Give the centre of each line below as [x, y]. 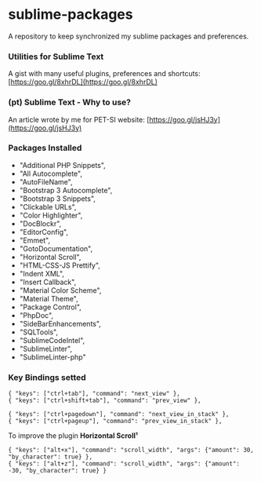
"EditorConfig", [44, 232]
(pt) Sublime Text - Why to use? [70, 102]
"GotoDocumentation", [56, 248]
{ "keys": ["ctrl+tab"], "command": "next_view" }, [94, 394]
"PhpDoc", [36, 315]
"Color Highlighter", [51, 215]
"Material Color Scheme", [60, 290]
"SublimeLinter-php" [53, 357]
